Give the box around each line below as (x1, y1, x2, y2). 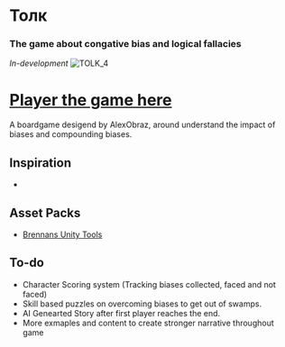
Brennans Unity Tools (22, 229, 103, 240)
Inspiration (9, 155, 72, 170)
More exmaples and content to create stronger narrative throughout (22, 317, 274, 328)
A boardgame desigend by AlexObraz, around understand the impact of (9, 119, 276, 131)
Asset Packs (9, 205, 81, 221)
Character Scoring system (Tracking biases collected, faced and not (22, 279, 277, 289)
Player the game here (9, 89, 172, 110)
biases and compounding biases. (9, 129, 133, 140)
